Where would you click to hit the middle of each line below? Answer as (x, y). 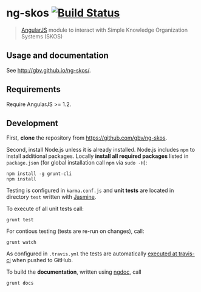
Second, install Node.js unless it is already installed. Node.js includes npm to (101, 150)
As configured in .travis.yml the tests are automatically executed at (92, 254)
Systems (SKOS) (42, 36)
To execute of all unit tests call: (45, 209)
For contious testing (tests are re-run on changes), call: (75, 231)
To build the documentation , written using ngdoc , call (74, 272)
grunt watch (21, 243)
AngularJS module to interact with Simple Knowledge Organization (104, 30)
